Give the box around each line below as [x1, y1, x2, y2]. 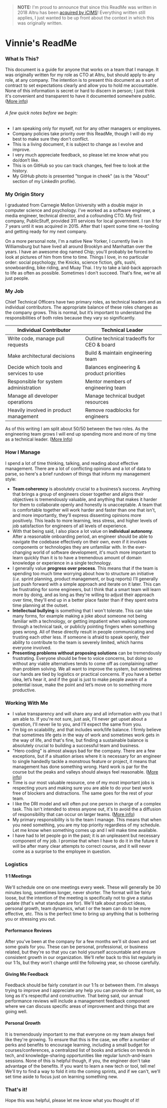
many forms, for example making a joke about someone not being [12, 613, 147, 619]
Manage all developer [7, 392, 58, 399]
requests [7, 341, 28, 348]
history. [12, 167, 28, 173]
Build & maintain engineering [85, 349, 152, 356]
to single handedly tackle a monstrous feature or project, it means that [12, 758, 157, 764]
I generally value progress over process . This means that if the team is [12, 565, 158, 571]
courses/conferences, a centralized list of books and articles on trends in [5, 1047, 155, 1053]
